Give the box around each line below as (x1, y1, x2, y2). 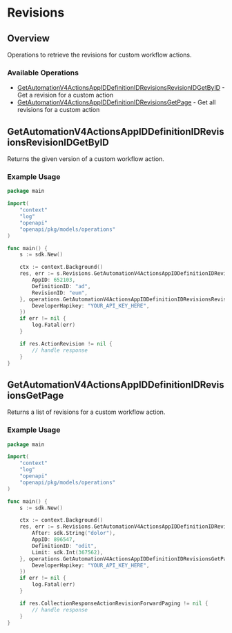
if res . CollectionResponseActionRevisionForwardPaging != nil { (19, 600, 209, 607)
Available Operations (7, 68, 79, 77)
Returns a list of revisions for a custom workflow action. (7, 408, 166, 416)
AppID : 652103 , (32, 276, 76, 284)
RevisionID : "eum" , (32, 289, 88, 296)
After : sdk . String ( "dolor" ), (32, 530, 116, 537)
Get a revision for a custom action (17, 91, 114, 100)
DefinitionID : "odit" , (32, 542, 97, 549)
